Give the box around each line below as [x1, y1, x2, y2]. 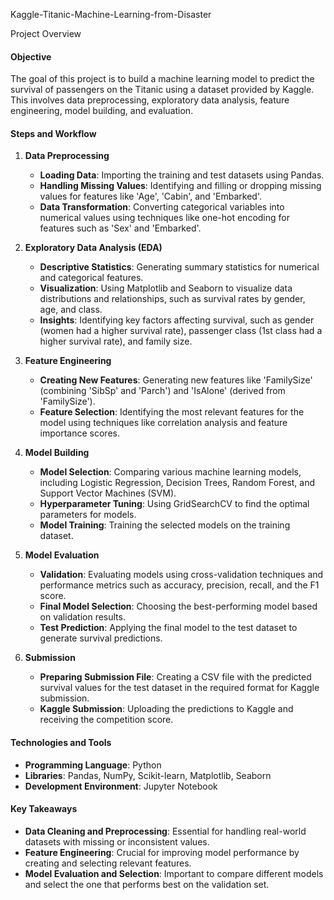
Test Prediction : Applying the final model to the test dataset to [39, 622, 298, 634]
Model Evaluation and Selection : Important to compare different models [24, 867, 324, 879]
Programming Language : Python [24, 759, 162, 771]
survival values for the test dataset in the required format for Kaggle [39, 682, 320, 694]
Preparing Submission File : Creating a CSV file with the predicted [39, 671, 312, 683]
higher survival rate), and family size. [39, 335, 193, 348]
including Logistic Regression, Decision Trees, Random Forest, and [39, 477, 316, 489]
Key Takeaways [10, 803, 78, 815]
